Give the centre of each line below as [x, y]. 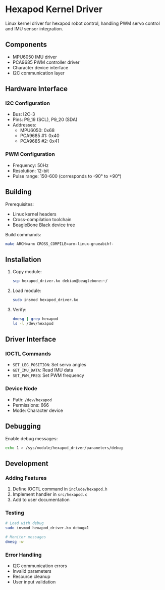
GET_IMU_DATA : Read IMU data [43, 370]
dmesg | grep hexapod [35, 319]
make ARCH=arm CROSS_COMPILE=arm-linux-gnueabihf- [60, 244]
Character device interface [40, 67]
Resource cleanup [31, 577]
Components [26, 45]
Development [27, 463]
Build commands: [23, 234]
